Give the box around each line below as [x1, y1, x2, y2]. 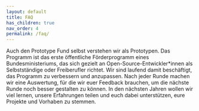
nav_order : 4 [6, 25, 39, 32]
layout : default [6, 8, 47, 15]
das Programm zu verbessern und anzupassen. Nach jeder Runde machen [6, 73, 190, 80]
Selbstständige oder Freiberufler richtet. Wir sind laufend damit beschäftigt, [6, 66, 192, 73]
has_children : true [6, 20, 55, 26]
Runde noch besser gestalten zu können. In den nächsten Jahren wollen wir [6, 85, 193, 92]
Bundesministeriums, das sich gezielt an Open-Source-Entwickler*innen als [6, 60, 193, 67]
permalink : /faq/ [6, 31, 50, 37]
